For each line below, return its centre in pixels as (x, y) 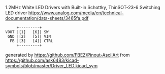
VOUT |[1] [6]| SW (27, 32)
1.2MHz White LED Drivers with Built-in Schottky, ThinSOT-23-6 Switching (83, 7)
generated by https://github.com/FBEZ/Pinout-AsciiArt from (68, 55)
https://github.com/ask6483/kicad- (42, 60)
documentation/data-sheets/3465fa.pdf (47, 18)
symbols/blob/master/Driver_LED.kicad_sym (52, 66)
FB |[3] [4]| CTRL (31, 41)
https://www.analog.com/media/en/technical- (76, 13)
